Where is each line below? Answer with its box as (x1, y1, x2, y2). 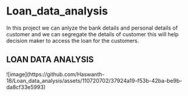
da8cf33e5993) (6, 83, 46, 91)
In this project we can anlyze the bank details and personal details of (6, 24, 178, 31)
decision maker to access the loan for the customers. (6, 37, 139, 44)
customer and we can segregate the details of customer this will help (6, 30, 179, 37)
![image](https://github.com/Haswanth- (6, 71, 105, 78)
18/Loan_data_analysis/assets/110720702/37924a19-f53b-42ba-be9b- (6, 77, 183, 84)
